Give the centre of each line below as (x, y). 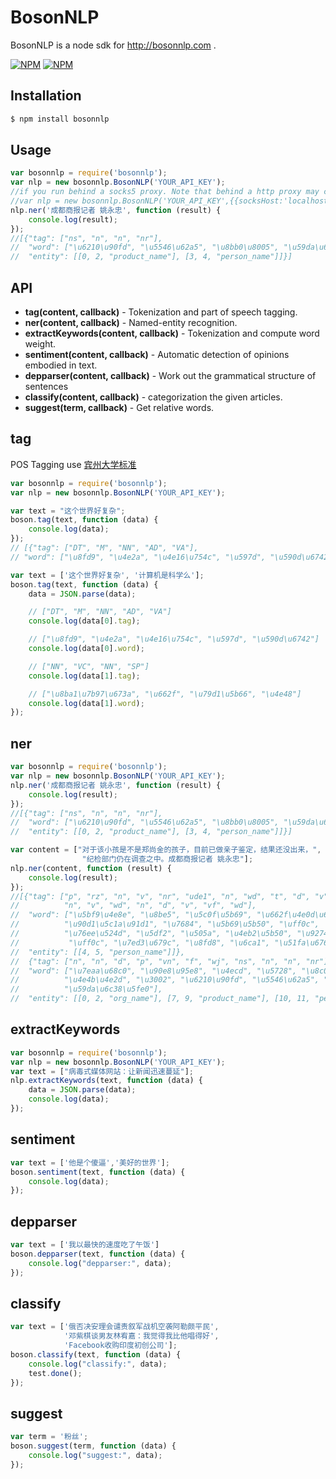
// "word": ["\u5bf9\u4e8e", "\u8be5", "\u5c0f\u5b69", (131, 915)
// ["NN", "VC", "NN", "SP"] (89, 666)
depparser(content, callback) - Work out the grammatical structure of (170, 375)
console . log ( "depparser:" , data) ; (100, 1263)
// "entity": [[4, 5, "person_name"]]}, (98, 952)
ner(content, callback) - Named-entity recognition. (131, 322)
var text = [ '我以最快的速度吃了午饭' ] (85, 1245)
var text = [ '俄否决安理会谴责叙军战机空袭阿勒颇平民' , (115, 1327)
